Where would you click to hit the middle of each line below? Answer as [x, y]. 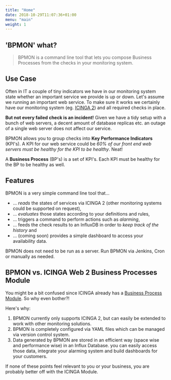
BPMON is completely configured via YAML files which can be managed [89, 329]
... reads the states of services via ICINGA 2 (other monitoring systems [87, 203]
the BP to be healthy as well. [35, 164]
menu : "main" [19, 19]
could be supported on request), [47, 208]
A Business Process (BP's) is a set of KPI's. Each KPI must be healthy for [83, 159]
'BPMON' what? [31, 45]
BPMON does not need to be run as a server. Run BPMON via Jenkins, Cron [85, 251]
